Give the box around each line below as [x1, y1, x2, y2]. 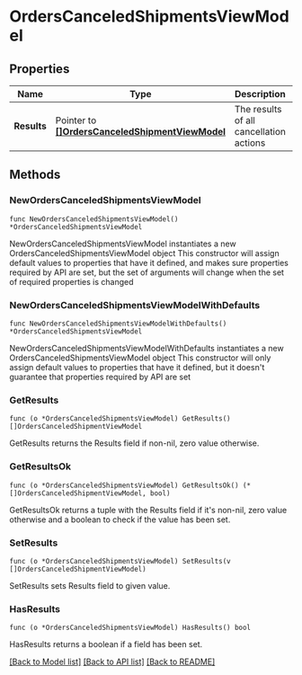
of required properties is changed [9, 276, 134, 287]
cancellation [234, 126, 286, 138]
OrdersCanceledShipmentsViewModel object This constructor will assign [9, 247, 280, 258]
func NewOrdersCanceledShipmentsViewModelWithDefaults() [9, 319, 227, 328]
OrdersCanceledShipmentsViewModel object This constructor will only [9, 352, 271, 363]
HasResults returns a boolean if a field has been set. [9, 639, 203, 650]
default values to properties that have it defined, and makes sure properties [9, 257, 289, 268]
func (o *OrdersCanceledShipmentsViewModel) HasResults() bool [9, 623, 252, 633]
